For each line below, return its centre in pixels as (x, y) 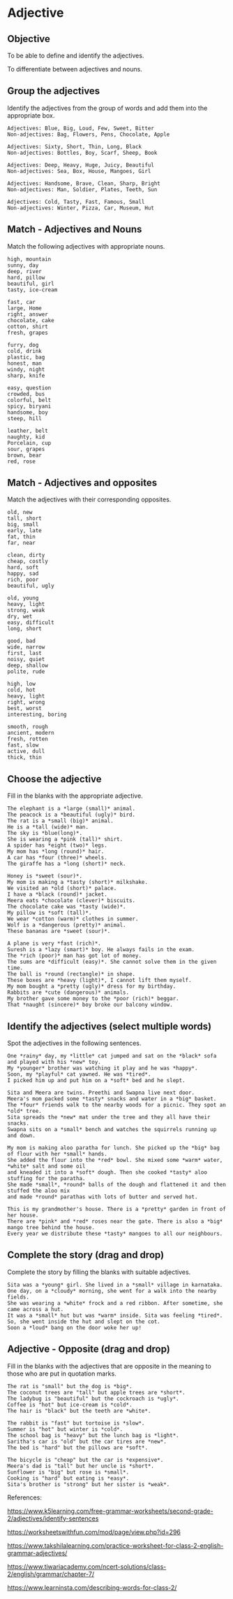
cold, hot (22, 690)
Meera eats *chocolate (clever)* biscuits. (72, 901)
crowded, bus (26, 394)
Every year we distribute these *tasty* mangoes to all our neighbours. (115, 1234)
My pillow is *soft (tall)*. (50, 913)
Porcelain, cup (29, 443)
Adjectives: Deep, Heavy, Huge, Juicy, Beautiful (81, 165)
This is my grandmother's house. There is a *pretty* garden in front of (117, 1210)
